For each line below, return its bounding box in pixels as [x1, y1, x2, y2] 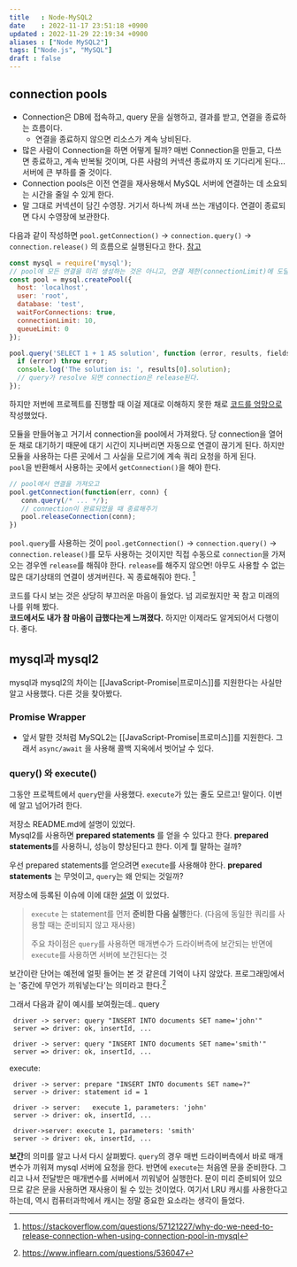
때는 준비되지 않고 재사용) [47, 920, 136, 931]
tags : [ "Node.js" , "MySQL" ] [9, 46, 113, 55]
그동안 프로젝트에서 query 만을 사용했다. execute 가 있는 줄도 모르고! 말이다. [9, 789, 267, 800]
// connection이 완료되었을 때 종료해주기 [20, 504, 157, 514]
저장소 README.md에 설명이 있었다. [9, 819, 135, 830]
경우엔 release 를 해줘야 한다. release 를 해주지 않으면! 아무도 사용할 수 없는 [25, 560, 286, 571]
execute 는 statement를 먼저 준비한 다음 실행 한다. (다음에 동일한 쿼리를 [30, 908, 277, 919]
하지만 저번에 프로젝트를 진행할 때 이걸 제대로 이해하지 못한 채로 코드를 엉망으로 [9, 398, 283, 409]
